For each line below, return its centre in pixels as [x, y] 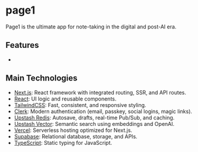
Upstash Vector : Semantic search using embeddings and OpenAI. [94, 124]
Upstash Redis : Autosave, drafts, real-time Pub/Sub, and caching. [94, 117]
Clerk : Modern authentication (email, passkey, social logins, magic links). [103, 111]
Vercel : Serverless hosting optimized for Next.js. [73, 130]
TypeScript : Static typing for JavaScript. [63, 143]
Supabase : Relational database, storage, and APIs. [76, 136]
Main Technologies [41, 78]
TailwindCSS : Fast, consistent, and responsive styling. [80, 105]
